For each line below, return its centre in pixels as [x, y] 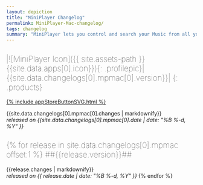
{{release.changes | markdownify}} [50, 169]
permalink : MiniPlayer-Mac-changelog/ [55, 23]
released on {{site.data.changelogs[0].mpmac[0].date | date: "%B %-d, [96, 120]
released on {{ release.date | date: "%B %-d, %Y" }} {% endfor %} [90, 175]
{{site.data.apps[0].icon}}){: [54, 68]
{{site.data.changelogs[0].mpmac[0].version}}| [89, 78]
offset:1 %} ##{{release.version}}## [69, 155]
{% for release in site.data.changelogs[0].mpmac [92, 145]
